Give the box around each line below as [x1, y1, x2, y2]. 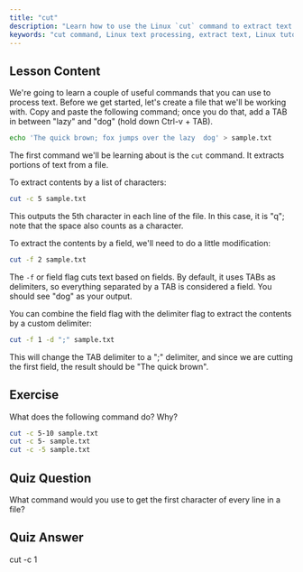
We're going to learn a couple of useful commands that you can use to [9, 88, 271, 98]
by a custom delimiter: [9, 318, 92, 328]
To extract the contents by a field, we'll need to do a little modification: [9, 237, 271, 248]
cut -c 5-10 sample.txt [9, 429, 99, 438]
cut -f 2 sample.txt [9, 254, 87, 264]
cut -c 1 [9, 554, 38, 565]
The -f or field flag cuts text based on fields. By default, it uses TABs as [9, 272, 277, 282]
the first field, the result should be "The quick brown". [9, 361, 209, 372]
